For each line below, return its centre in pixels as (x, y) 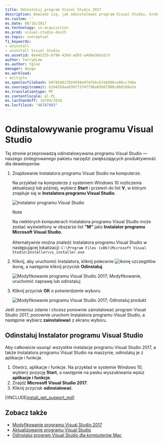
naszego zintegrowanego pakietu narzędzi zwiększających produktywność (81, 158)
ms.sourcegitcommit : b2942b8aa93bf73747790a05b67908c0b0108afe (71, 87)
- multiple (16, 78)
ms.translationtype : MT (29, 92)
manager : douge (20, 69)
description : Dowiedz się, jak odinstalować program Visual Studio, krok (82, 14)
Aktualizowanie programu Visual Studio (51, 430)
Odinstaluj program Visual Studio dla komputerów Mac (67, 435)
